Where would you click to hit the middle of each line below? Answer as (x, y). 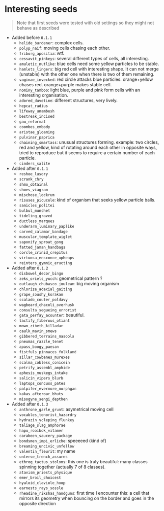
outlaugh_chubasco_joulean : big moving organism (69, 283)
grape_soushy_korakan (41, 294)
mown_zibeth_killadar (41, 326)
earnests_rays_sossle (41, 488)
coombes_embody (34, 127)
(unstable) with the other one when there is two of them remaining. (87, 74)
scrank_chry (31, 179)
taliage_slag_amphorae (42, 425)
